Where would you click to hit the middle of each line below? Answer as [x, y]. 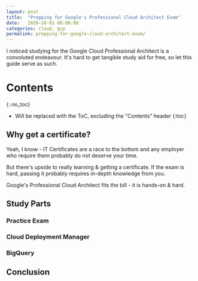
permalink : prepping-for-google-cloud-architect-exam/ [76, 34]
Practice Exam [28, 221]
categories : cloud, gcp [36, 28]
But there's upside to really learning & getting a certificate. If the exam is [95, 167]
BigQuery [20, 253]
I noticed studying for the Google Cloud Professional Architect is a [88, 51]
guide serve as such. [32, 64]
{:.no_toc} [18, 105]
